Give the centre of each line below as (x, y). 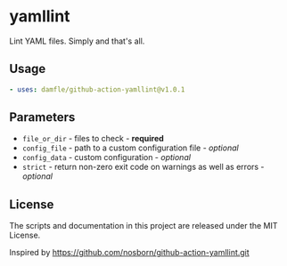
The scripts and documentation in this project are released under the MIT (143, 226)
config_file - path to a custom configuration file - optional (130, 148)
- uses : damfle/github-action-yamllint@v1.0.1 (97, 89)
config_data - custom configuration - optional (107, 157)
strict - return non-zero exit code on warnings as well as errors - (143, 167)
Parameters (42, 117)
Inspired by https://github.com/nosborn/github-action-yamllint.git (129, 253)
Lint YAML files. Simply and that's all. (77, 41)
